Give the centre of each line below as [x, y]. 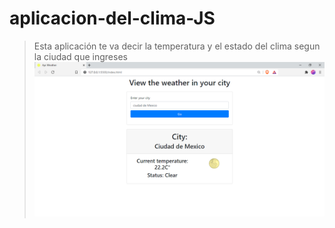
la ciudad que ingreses [80, 56]
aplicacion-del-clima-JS [112, 18]
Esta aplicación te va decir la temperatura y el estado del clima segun [177, 46]
